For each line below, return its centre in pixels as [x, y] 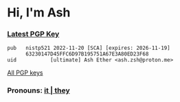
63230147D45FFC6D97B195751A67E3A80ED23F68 [87, 54]
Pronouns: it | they [38, 90]
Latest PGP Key [33, 34]
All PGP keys [25, 73]
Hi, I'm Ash [39, 13]
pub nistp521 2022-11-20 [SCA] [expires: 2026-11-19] [89, 48]
